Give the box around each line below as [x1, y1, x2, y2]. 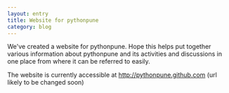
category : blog [7, 23, 52, 30]
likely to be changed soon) [7, 78, 84, 87]
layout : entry [7, 10, 49, 17]
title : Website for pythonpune [7, 17, 99, 24]
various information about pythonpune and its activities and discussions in [7, 50, 223, 58]
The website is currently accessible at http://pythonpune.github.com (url [7, 71, 218, 79]
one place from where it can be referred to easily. [7, 57, 151, 66]
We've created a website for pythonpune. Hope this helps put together [7, 43, 211, 51]
